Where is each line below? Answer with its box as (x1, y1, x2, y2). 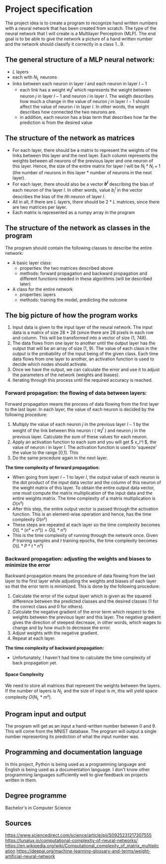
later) (19, 281, 31, 287)
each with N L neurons (12, 74, 57, 81)
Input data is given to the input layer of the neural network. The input (12, 324, 153, 330)
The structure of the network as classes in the (5, 224, 150, 232)
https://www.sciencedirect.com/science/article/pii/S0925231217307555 (5, 832, 152, 838)
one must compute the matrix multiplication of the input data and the (12, 490, 153, 496)
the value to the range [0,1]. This (12, 449, 78, 456)
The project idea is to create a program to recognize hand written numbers (5, 20, 158, 26)
